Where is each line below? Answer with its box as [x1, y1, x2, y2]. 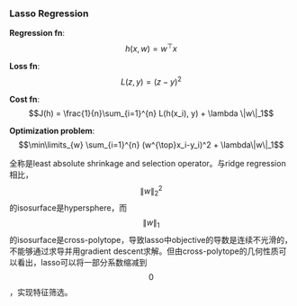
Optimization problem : [9, 125, 95, 136]
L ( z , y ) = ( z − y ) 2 [121, 75, 182, 87]
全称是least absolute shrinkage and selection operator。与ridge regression [9, 157, 286, 168]
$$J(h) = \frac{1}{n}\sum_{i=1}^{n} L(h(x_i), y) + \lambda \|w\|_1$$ [28, 107, 274, 119]
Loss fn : [9, 60, 40, 71]
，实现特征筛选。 [9, 286, 73, 297]
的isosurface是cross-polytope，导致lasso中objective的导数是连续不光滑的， [9, 234, 292, 245]
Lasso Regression [9, 7, 89, 20]
